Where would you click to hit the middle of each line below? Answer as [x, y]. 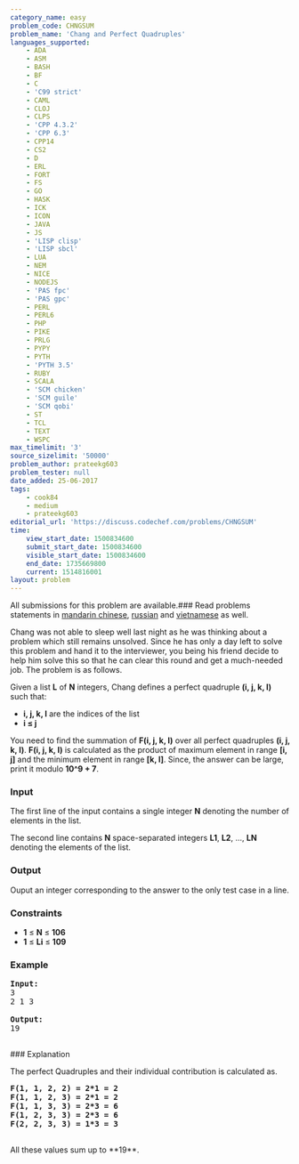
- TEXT [38, 431]
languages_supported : [50, 42]
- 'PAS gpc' [48, 299]
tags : [20, 489]
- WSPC [38, 440]
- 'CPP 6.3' [48, 133]
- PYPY [38, 348]
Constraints [36, 913]
